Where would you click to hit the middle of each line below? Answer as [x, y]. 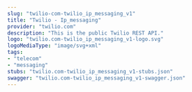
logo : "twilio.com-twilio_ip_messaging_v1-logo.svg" [86, 39]
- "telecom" [24, 59]
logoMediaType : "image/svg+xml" [54, 46]
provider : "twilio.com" [42, 26]
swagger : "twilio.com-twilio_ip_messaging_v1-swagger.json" [97, 78]
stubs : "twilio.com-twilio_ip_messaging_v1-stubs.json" [90, 71]
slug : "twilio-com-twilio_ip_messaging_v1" [72, 13]
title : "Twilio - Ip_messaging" [54, 20]
